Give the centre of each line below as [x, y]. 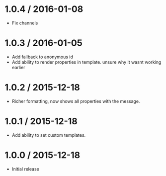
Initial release [25, 169]
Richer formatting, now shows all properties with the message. [76, 101]
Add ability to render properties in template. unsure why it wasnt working [86, 62]
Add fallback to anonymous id [42, 57]
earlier [18, 67]
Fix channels [25, 23]
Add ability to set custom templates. [49, 135]
